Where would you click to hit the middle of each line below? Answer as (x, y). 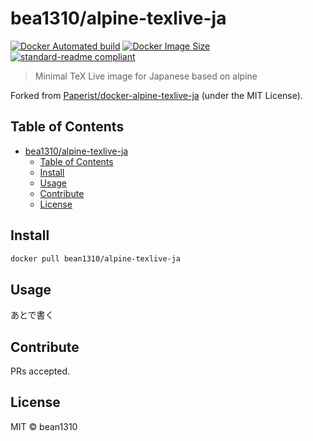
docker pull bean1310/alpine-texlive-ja (96, 258)
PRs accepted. (40, 371)
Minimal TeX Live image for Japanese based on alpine (146, 76)
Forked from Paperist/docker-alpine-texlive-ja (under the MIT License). (156, 95)
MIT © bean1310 (44, 426)
